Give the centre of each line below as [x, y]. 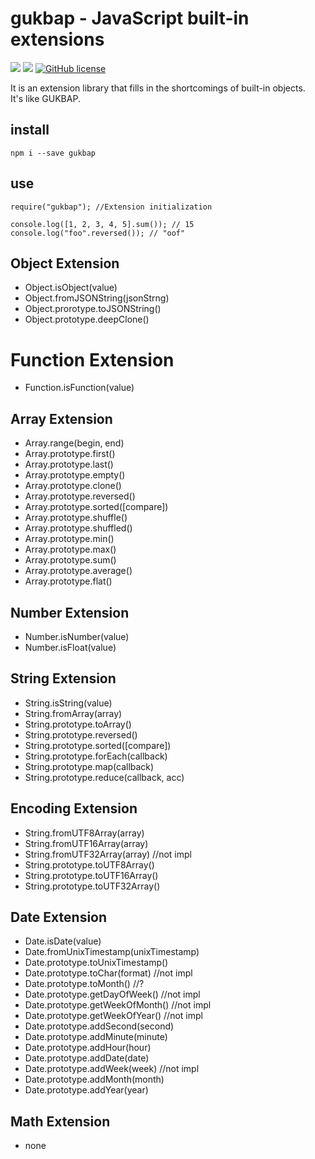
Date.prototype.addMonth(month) [94, 1079]
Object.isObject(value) [71, 288]
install [30, 130]
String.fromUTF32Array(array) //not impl [108, 854]
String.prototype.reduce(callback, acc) [104, 777]
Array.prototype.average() [78, 571]
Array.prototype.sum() [70, 560]
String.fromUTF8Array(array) [84, 833]
